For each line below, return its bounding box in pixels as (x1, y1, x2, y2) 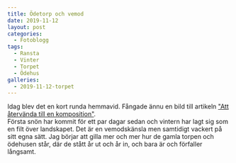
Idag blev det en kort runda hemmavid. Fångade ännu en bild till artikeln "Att (7, 102, 229, 111)
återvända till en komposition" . (7, 110, 96, 118)
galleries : (7, 76, 40, 84)
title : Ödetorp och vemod (7, 10, 84, 18)
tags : (7, 43, 23, 50)
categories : (7, 30, 43, 38)
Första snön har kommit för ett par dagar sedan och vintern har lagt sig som (7, 118, 229, 126)
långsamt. (7, 147, 37, 156)
